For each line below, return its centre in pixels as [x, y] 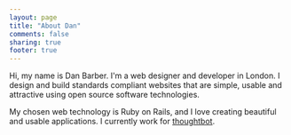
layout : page [33, 17]
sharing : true [35, 42]
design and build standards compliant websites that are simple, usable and [145, 85]
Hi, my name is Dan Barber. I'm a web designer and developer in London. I [145, 75]
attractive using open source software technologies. [104, 95]
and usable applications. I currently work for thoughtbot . [112, 122]
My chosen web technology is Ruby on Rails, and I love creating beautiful [143, 112]
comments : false [39, 34]
